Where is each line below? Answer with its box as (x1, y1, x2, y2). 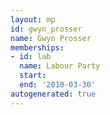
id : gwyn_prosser (10, 24, 83, 34)
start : (19, 71, 47, 81)
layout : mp (10, 14, 56, 25)
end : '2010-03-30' (19, 80, 97, 90)
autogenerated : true (10, 89, 97, 99)
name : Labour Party (19, 61, 101, 71)
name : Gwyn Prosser (10, 33, 92, 43)
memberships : (10, 42, 65, 53)
